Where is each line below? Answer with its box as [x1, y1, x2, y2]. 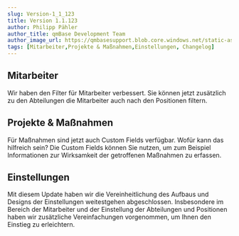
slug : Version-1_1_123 [7, 10, 75, 18]
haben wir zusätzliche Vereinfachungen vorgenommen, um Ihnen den [7, 213, 211, 221]
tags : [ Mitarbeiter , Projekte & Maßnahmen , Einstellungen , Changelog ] [7, 43, 215, 50]
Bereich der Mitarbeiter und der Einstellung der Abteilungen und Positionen [7, 205, 228, 214]
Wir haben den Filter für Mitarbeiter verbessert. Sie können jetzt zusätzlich [7, 88, 226, 97]
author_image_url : [7, 37, 62, 44]
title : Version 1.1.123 [7, 17, 78, 24]
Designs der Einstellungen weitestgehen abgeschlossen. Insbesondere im [7, 198, 224, 206]
